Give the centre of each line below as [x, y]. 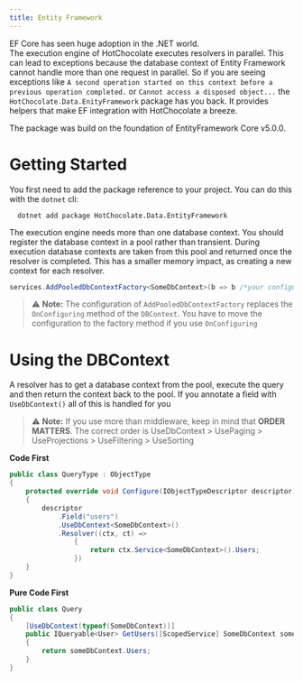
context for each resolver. [57, 271]
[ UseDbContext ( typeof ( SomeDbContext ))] [101, 626]
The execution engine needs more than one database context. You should [147, 232]
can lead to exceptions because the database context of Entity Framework [147, 62]
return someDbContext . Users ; [96, 651]
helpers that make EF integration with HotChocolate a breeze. [124, 110]
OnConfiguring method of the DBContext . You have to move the [147, 314]
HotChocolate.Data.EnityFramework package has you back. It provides [139, 101]
